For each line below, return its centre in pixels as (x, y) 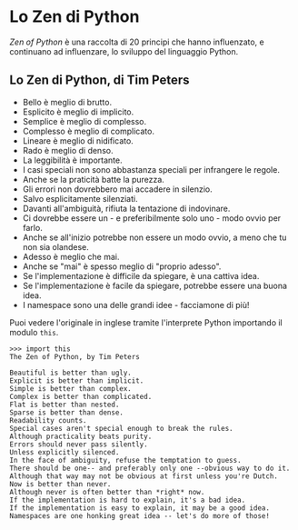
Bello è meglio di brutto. (67, 102)
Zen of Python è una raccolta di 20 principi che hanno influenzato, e (137, 42)
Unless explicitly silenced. (65, 452)
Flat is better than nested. (65, 405)
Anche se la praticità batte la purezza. (94, 179)
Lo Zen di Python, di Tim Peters (99, 80)
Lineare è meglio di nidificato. (78, 140)
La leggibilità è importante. (72, 160)
